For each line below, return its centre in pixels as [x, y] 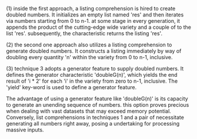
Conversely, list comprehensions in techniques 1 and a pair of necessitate [95, 117]
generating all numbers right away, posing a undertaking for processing [93, 123]
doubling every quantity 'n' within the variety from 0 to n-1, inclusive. [89, 57]
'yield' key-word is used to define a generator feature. [71, 87]
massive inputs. [25, 130]
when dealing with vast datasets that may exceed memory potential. [89, 111]
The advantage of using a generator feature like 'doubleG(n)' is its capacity [97, 99]
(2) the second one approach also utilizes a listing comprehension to [89, 45]
